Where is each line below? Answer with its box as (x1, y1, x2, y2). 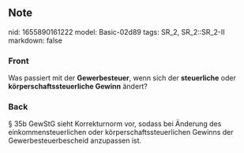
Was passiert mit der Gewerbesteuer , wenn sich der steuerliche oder (8, 73, 237, 83)
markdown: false (8, 35, 63, 45)
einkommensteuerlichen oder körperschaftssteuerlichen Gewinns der (8, 128, 234, 137)
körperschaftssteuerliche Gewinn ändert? (8, 82, 148, 91)
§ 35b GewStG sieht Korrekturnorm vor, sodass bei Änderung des (8, 119, 222, 129)
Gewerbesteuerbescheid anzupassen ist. (8, 136, 142, 145)
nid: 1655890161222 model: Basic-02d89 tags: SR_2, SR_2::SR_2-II (8, 27, 225, 36)
